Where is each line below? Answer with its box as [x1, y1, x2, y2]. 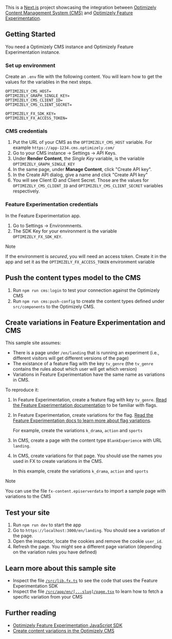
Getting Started [5, 30, 56, 39]
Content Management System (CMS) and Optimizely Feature [5, 10, 133, 16]
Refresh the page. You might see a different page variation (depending [12, 544, 162, 550]
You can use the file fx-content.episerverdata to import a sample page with [5, 488, 166, 494]
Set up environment [5, 61, 55, 69]
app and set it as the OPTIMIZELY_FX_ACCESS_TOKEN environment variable [5, 259, 155, 265]
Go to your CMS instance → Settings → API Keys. [12, 150, 117, 156]
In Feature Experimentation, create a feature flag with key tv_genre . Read [12, 397, 167, 403]
